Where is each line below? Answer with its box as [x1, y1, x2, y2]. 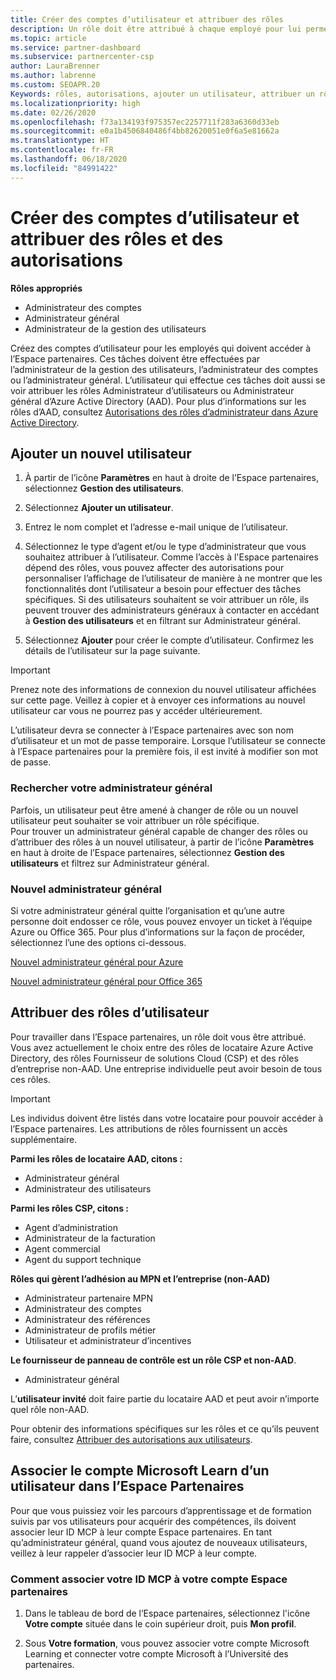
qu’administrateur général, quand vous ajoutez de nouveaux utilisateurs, [10, 1536, 308, 1548]
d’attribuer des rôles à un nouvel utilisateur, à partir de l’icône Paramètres [10, 836, 315, 848]
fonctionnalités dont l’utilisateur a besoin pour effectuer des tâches [24, 583, 302, 595]
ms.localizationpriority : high [10, 98, 141, 108]
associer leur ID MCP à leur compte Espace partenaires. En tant [10, 1526, 273, 1538]
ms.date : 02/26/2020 [10, 107, 97, 118]
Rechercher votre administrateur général [10, 781, 213, 795]
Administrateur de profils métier [24, 1324, 157, 1336]
